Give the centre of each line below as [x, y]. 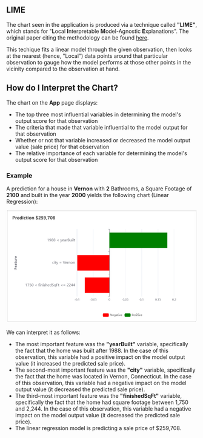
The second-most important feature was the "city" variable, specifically [105, 370]
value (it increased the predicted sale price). [70, 363]
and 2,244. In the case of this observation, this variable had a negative [103, 408]
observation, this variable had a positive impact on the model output [100, 357]
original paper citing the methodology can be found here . [78, 37]
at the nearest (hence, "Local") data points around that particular [87, 56]
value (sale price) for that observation [62, 147]
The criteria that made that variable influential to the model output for [101, 127]
